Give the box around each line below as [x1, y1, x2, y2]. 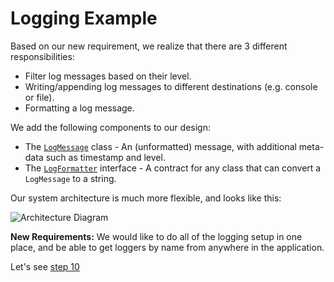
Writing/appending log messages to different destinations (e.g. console [24, 80, 318, 92]
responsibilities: [10, 50, 75, 62]
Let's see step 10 [10, 260, 80, 272]
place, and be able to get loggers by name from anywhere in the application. [10, 241, 325, 253]
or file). [24, 91, 55, 103]
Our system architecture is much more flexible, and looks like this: [10, 192, 282, 204]
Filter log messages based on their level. [24, 70, 192, 82]
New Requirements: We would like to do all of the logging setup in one [10, 230, 303, 242]
